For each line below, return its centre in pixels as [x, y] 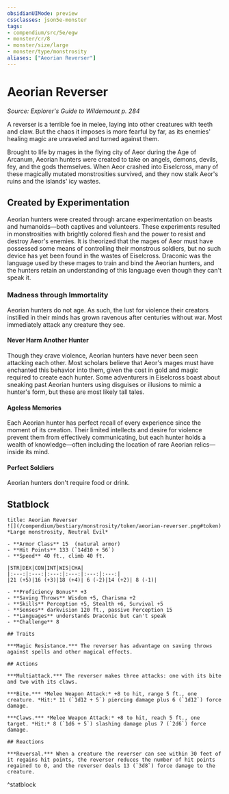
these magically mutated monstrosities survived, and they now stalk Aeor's [113, 174]
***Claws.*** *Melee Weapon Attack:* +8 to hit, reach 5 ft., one [104, 718]
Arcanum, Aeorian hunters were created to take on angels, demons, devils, [112, 159]
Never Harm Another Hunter [48, 340]
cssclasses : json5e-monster [47, 20]
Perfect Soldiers [31, 467]
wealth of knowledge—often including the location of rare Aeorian [100, 445]
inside [16, 452]
